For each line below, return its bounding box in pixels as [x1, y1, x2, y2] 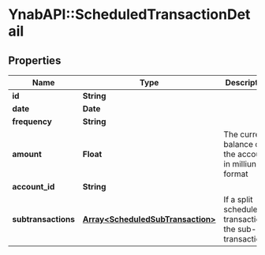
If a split [223, 194, 253, 204]
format [223, 168, 248, 179]
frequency [12, 116, 53, 127]
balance [223, 139, 254, 149]
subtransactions [12, 214, 76, 224]
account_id [12, 182, 55, 192]
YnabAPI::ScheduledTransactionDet [8, 6, 251, 24]
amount [12, 148, 42, 159]
